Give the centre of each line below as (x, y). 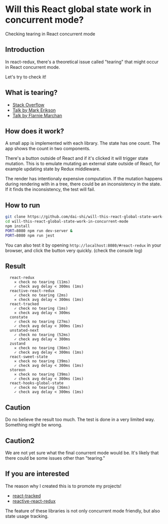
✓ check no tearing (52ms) (42, 335)
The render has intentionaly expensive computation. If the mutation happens (84, 179)
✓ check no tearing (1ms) (41, 308)
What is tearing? (31, 93)
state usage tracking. (27, 516)
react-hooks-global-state (37, 383)
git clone (15, 217)
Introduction (25, 49)
